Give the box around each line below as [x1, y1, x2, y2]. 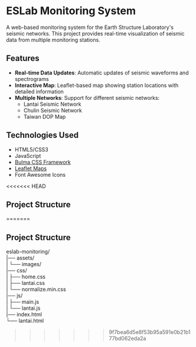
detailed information [14, 87, 64, 95]
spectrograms [14, 75, 49, 82]
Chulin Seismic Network [23, 106, 83, 113]
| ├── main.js [6, 299, 40, 306]
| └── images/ [6, 261, 41, 268]
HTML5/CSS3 [14, 146, 48, 153]
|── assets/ [6, 254, 35, 261]
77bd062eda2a [109, 335, 146, 342]
